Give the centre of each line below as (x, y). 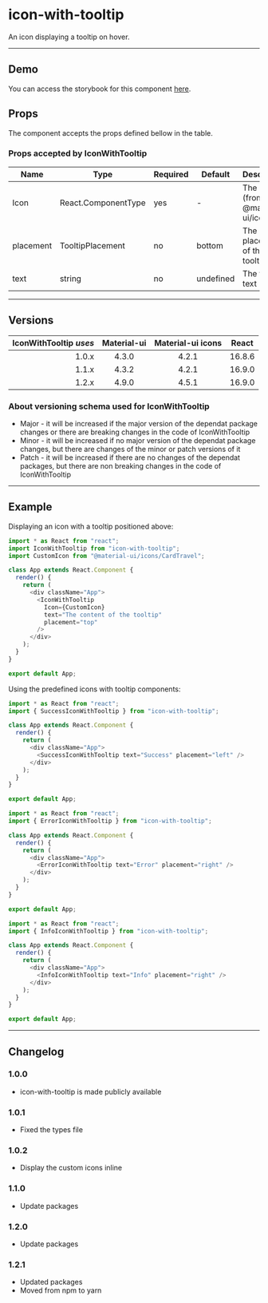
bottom (210, 245)
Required (171, 174)
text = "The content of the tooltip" (102, 615)
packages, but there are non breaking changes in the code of (120, 465)
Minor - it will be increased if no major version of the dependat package (138, 440)
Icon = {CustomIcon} (74, 607)
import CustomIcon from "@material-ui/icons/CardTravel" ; (106, 556)
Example (30, 507)
